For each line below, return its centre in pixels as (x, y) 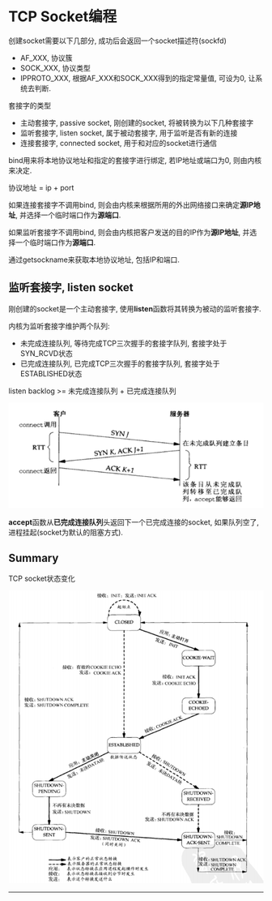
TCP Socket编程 (63, 17)
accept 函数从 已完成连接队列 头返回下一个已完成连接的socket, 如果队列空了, (134, 522)
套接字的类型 (30, 105)
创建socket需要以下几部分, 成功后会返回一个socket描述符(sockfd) (117, 41)
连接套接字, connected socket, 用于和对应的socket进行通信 (118, 143)
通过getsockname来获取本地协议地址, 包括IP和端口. (94, 260)
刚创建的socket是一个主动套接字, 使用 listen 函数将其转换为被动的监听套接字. (135, 308)
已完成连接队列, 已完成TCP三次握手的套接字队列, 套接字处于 (120, 363)
